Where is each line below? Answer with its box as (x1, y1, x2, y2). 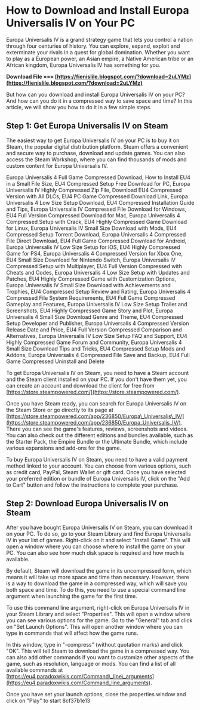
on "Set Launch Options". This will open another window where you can (6, 623, 183, 630)
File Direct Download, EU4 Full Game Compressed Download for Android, (6, 237, 187, 244)
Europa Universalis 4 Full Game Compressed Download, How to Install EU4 (6, 174, 191, 181)
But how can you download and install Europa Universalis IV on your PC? (6, 91, 185, 98)
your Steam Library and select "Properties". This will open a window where (6, 610, 190, 617)
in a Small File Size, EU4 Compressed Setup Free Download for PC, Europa (6, 180, 190, 187)
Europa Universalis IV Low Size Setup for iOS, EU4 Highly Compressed (6, 243, 180, 251)
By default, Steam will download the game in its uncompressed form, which (6, 567, 192, 574)
